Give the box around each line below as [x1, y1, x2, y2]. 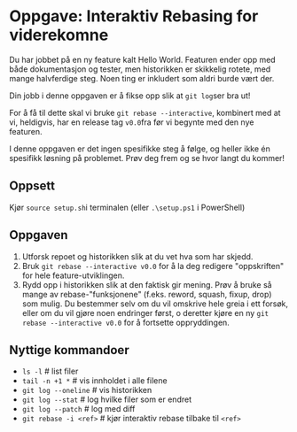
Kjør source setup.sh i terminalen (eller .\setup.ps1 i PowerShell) [9, 202, 246, 212]
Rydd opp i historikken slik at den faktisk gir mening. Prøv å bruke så [21, 279, 272, 289]
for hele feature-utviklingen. [21, 270, 125, 281]
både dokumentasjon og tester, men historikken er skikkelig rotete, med [9, 64, 271, 74]
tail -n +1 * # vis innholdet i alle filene [21, 375, 168, 386]
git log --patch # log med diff [21, 404, 136, 414]
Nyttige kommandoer [9, 343, 130, 358]
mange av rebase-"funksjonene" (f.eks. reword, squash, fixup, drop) [21, 289, 272, 299]
